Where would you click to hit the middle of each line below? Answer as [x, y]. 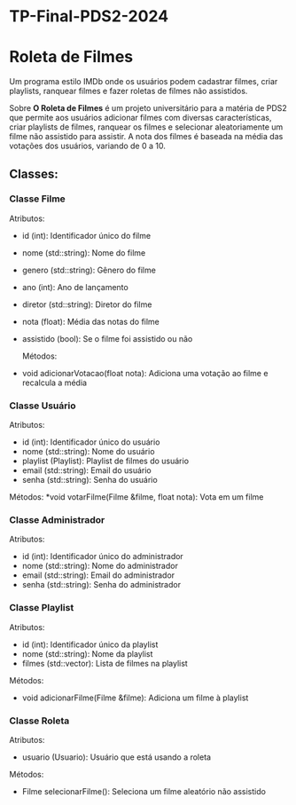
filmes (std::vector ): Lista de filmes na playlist [105, 663]
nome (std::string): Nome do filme [84, 253]
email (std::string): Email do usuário [87, 470]
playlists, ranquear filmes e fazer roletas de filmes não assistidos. [129, 91]
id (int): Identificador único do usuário [91, 442]
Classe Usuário [43, 406]
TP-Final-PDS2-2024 [89, 16]
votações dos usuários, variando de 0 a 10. [87, 146]
